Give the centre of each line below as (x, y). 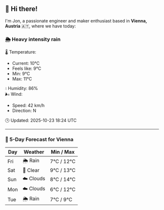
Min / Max (63, 152)
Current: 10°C (26, 63)
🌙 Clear (31, 170)
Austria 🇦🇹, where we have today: (41, 26)
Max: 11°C (22, 79)
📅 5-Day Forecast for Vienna (39, 140)
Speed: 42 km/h (28, 105)
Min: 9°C (21, 74)
